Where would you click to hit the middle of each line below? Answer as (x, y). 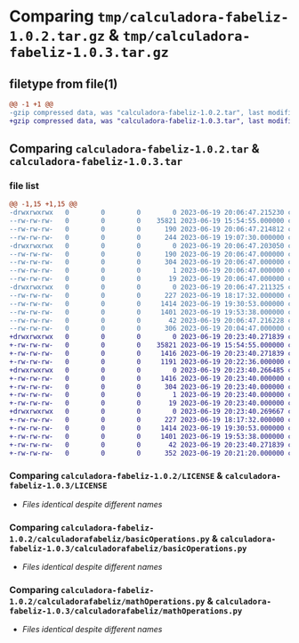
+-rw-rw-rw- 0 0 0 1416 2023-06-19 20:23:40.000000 (147, 378)
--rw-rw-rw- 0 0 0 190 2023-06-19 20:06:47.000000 (147, 254)
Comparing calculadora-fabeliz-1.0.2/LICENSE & (116, 476)
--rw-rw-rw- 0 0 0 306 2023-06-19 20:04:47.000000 (147, 329)
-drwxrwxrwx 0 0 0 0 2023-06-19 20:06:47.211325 (147, 287)
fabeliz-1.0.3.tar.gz (89, 53)
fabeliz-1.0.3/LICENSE (58, 486)
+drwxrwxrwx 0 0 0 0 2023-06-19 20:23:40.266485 (147, 370)
